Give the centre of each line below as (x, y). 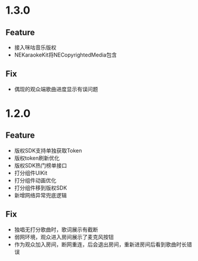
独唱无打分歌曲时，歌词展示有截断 (56, 229)
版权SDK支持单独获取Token (48, 150)
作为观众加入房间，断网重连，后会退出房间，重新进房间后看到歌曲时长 (100, 244)
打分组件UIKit (31, 173)
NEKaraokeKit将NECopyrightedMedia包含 (65, 55)
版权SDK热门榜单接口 (41, 165)
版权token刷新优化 (37, 158)
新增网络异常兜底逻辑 (40, 195)
